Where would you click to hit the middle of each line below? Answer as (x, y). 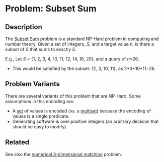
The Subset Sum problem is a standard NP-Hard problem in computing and (82, 39)
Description (24, 27)
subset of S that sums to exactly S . (41, 49)
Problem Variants (33, 84)
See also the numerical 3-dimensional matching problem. (64, 154)
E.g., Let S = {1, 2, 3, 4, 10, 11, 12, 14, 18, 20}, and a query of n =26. (72, 59)
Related (17, 142)
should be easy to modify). (40, 126)
